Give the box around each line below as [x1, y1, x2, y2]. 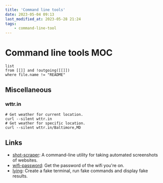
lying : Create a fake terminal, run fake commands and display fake [12, 168, 148, 174]
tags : [5, 21, 16, 26]
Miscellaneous [5, 86, 52, 94]
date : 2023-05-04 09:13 [5, 12, 55, 17]
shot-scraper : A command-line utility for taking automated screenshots [12, 152, 158, 158]
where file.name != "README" [5, 73, 66, 78]
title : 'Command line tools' [5, 7, 66, 12]
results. [12, 173, 28, 179]
